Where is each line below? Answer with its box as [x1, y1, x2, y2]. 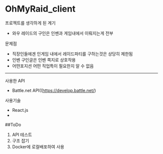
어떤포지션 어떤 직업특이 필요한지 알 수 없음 [12, 63, 94, 69]
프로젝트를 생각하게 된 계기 [5, 20, 56, 26]
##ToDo [5, 122, 21, 127]
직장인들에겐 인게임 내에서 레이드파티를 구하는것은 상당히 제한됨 [12, 51, 133, 57]
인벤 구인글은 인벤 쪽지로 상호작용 [12, 57, 76, 62]
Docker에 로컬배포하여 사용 [12, 144, 65, 150]
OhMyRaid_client [5, 3, 76, 15]
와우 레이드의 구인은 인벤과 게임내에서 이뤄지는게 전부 [12, 30, 114, 36]
